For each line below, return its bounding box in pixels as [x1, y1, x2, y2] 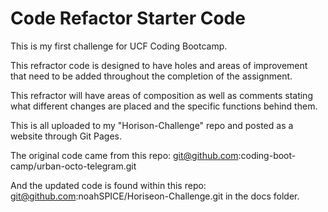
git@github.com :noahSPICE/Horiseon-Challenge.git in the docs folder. [10, 190, 300, 202]
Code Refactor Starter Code [10, 7, 246, 30]
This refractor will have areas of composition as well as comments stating [10, 89, 313, 101]
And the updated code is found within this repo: [10, 179, 207, 191]
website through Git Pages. [10, 130, 122, 142]
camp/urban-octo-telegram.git [10, 160, 137, 172]
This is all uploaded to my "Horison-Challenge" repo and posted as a [10, 119, 294, 131]
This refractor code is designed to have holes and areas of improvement [10, 59, 308, 71]
